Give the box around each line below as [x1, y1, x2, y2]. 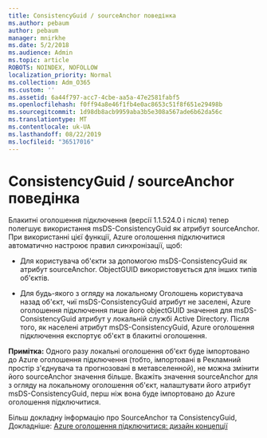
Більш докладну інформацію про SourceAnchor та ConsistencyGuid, [8, 412, 238, 423]
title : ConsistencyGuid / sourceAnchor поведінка [8, 11, 177, 20]
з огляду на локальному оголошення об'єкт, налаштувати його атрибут [8, 381, 251, 390]
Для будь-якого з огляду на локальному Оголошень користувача [19, 289, 243, 298]
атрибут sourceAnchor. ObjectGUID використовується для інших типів [19, 265, 257, 274]
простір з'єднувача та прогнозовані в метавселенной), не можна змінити [8, 364, 259, 373]
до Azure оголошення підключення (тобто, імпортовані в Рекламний [8, 355, 241, 365]
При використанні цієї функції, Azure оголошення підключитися [8, 232, 226, 242]
